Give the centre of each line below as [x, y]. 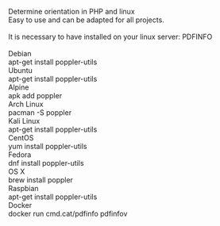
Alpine [19, 87]
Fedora [20, 155]
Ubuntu [21, 70]
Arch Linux [26, 104]
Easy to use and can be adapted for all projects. [86, 20]
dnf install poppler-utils [46, 163]
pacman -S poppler [40, 113]
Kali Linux [24, 121]
